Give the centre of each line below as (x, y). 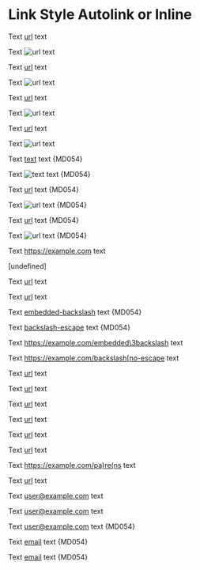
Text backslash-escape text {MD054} (70, 327)
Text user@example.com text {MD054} (72, 526)
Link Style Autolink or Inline (100, 15)
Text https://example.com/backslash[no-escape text (94, 358)
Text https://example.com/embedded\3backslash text (96, 342)
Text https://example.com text (57, 251)
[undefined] (28, 266)
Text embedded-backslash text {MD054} (75, 312)
